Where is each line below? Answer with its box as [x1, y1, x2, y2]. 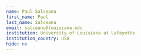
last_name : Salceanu [6, 19, 57, 25]
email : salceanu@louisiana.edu [6, 24, 83, 31]
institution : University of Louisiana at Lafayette [6, 30, 135, 36]
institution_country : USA [6, 36, 69, 41]
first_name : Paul [6, 14, 49, 20]
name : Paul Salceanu [6, 8, 57, 15]
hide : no [6, 41, 28, 47]
